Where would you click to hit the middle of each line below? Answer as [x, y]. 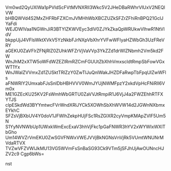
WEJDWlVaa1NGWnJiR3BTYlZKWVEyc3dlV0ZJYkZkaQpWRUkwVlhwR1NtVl [85, 29]
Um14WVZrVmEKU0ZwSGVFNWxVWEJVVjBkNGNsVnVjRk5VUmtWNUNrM [85, 138]
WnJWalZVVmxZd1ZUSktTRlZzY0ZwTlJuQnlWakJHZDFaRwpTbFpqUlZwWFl [86, 72]
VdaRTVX [15, 143]
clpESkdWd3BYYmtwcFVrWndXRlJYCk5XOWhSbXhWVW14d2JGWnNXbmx [85, 105]
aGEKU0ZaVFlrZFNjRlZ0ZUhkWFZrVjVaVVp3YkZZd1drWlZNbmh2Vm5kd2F [84, 51]
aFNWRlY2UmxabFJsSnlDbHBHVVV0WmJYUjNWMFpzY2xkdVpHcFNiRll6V [85, 83]
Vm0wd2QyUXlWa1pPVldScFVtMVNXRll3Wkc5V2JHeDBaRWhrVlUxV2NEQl [85, 7]
